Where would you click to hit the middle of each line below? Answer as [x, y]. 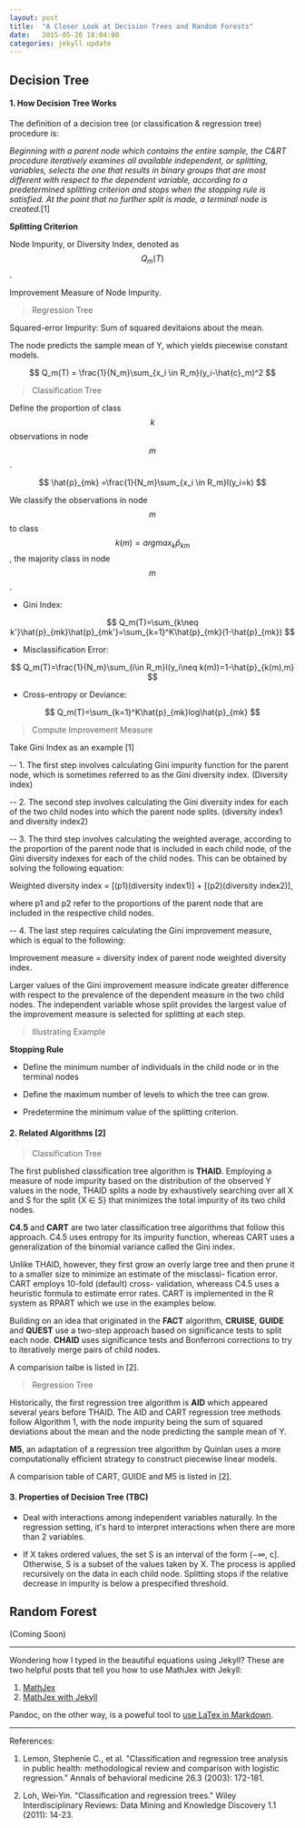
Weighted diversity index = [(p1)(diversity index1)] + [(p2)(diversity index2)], [151, 886]
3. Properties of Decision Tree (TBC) [79, 1497]
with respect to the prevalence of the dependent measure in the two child [147, 995]
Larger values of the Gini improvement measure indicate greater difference [149, 985]
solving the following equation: [67, 868]
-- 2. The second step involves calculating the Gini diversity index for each [149, 803]
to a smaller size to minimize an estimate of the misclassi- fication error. [144, 1274]
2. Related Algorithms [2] [58, 1133]
